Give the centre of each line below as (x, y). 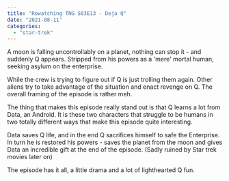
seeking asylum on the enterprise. (55, 66)
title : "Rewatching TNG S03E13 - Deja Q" (67, 13)
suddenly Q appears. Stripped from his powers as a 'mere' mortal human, (110, 59)
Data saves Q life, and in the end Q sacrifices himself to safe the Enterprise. (113, 135)
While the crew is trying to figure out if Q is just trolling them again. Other (110, 80)
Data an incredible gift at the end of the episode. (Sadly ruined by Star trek (112, 150)
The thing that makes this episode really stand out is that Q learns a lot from (114, 107)
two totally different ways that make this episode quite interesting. (100, 122)
